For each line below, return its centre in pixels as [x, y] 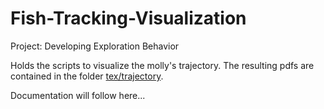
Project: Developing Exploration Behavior [95, 46]
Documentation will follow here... [78, 95]
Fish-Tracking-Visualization [128, 18]
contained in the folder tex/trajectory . [87, 76]
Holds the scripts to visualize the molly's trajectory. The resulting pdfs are [162, 65]
